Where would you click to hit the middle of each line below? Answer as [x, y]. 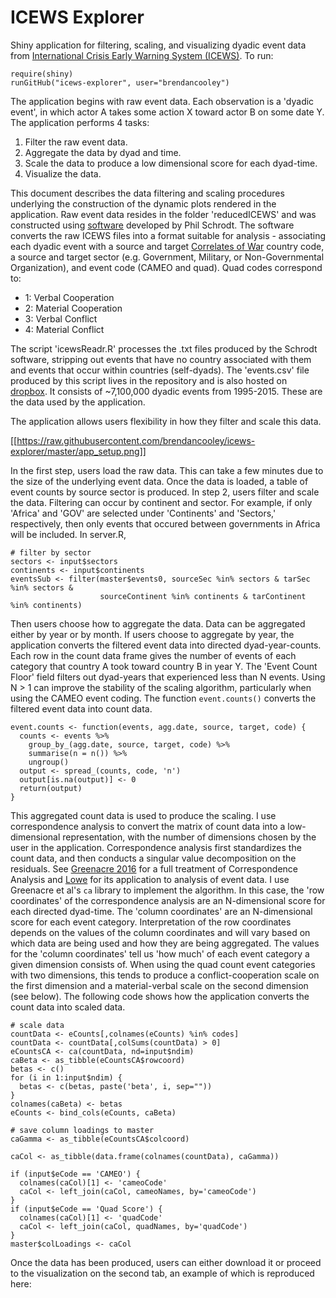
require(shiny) [42, 74]
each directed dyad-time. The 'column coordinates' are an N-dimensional [161, 911]
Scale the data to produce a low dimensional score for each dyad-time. [171, 163]
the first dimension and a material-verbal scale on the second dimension [159, 985]
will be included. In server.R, [68, 534]
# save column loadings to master [82, 1130]
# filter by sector [51, 552]
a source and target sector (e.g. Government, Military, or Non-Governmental [167, 257]
